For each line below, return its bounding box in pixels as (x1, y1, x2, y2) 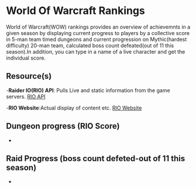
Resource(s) (6, 71, 52, 81)
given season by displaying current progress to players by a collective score (6, 29, 190, 36)
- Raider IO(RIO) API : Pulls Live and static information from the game (6, 86, 171, 94)
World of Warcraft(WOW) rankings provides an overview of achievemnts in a (6, 23, 191, 30)
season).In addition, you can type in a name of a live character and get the (6, 48, 185, 55)
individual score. (6, 54, 46, 61)
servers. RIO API (6, 93, 46, 100)
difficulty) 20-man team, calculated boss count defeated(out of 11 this (6, 42, 174, 49)
